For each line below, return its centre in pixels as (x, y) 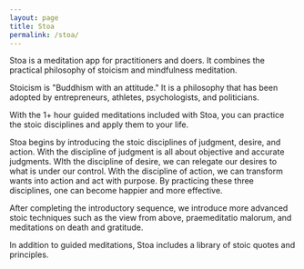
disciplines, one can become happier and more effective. (116, 191)
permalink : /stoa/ (44, 35)
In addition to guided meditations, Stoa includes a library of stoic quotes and (152, 245)
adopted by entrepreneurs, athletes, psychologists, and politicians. (134, 97)
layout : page (34, 18)
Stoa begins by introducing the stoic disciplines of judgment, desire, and (145, 143)
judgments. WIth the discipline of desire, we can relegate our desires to (143, 162)
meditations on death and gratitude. (76, 227)
